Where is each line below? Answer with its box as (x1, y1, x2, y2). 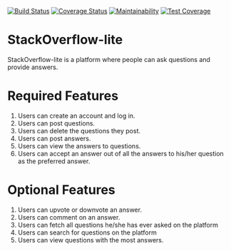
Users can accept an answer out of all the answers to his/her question (17, 149, 225, 158)
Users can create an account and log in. (17, 111, 135, 120)
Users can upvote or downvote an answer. (17, 205, 143, 214)
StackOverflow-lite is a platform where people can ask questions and (7, 55, 210, 63)
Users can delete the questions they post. (17, 126, 141, 135)
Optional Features (7, 182, 115, 198)
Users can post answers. (17, 134, 91, 143)
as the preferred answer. (17, 157, 91, 165)
